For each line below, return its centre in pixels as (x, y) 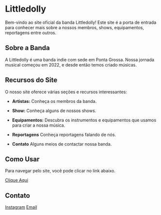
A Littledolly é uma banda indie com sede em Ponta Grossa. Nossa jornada (80, 60)
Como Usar (22, 159)
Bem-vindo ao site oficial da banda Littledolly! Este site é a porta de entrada (81, 22)
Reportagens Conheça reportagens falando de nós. (64, 134)
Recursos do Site (31, 80)
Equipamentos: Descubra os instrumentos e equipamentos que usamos (84, 120)
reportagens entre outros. (31, 33)
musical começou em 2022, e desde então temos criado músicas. (71, 65)
